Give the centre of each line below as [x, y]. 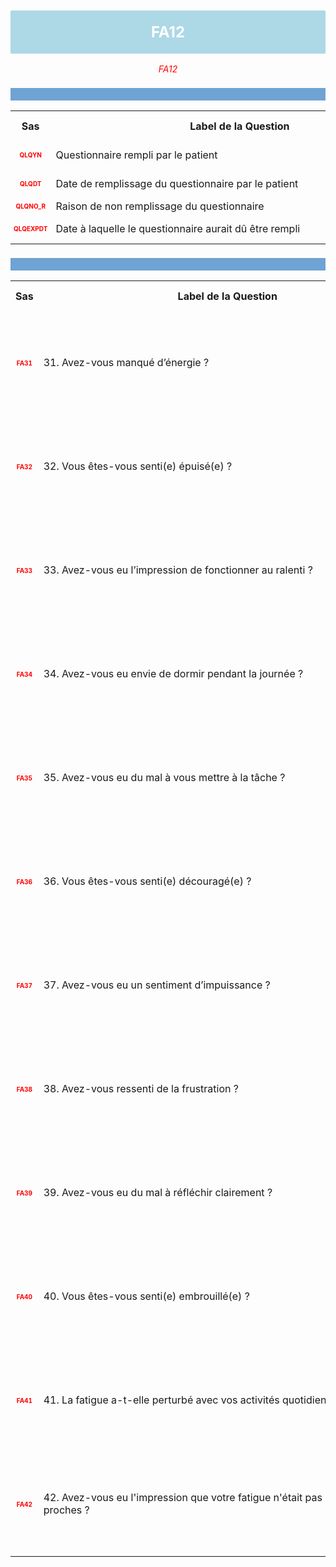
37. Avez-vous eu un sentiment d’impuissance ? [157, 985]
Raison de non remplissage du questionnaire [160, 206]
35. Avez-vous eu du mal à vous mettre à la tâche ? [164, 778]
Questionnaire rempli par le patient [136, 155]
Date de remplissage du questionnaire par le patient [177, 184]
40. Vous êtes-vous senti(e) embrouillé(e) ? [146, 1296]
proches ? [66, 1510]
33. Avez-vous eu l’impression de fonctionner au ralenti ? [178, 570]
